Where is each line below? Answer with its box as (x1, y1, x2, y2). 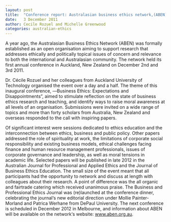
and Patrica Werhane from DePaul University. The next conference (23, 200, 164, 206)
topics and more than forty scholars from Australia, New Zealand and (5, 110, 150, 116)
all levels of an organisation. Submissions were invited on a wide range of (5, 104, 159, 110)
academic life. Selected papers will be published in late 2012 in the (5, 157, 145, 163)
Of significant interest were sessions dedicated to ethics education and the (5, 125, 163, 131)
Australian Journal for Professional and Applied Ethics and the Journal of (5, 163, 158, 169)
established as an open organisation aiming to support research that (5, 46, 149, 52)
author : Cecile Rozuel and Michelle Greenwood (5, 21, 106, 27)
